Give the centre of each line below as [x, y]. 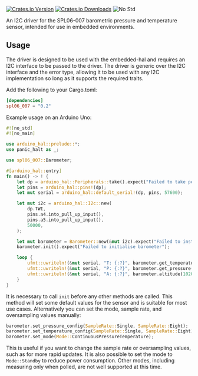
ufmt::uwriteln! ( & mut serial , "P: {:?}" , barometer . [93, 269]
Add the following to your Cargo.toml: [52, 90]
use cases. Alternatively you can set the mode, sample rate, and [84, 309]
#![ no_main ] [21, 133]
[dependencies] [25, 100]
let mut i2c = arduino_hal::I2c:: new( [64, 203]
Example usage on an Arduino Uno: [49, 117]
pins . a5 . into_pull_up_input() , [66, 220]
